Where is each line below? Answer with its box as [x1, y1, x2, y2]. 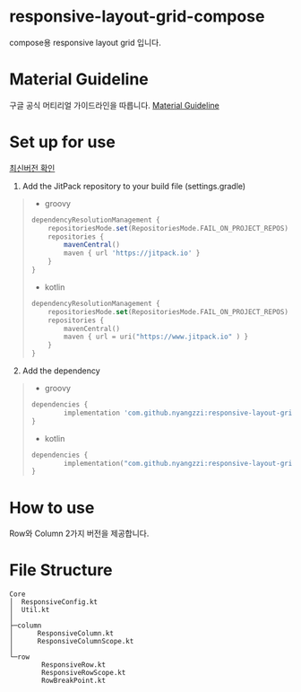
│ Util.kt [9, 606, 50, 615]
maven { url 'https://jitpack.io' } [64, 249, 201, 258]
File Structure [9, 560, 113, 581]
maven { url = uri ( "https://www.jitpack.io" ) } [64, 332, 249, 342]
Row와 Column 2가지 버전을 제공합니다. [9, 528, 150, 539]
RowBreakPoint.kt [41, 676, 106, 686]
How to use [9, 497, 95, 518]
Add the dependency [21, 365, 100, 376]
